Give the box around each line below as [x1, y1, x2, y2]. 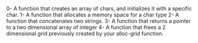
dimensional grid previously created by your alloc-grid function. [6, 30, 164, 37]
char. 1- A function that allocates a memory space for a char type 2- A [6, 11, 179, 18]
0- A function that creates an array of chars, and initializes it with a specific [6, 5, 192, 12]
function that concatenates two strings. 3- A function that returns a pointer [6, 18, 191, 24]
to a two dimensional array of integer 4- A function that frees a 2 [6, 24, 166, 31]
